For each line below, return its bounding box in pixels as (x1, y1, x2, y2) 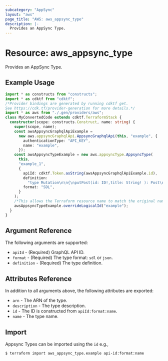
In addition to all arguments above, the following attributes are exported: (5, 288, 154, 294)
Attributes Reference (5, 274, 72, 283)
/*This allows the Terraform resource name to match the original (14, 198, 155, 203)
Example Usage (5, 78, 55, 87)
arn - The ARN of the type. (12, 297, 67, 303)
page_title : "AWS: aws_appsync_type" (5, 16, 84, 21)
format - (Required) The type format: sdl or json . (12, 254, 113, 260)
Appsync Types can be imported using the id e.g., (5, 341, 109, 347)
